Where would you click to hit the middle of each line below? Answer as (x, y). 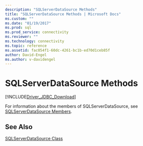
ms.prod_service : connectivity (37, 32)
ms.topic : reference (26, 46)
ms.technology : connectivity (35, 41)
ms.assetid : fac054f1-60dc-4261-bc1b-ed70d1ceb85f (58, 50)
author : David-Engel (26, 55)
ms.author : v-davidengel (30, 59)
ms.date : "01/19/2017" (28, 23)
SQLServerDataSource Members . (39, 111)
